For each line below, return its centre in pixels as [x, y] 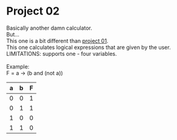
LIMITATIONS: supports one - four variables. [62, 53]
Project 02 [33, 11]
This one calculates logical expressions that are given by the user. [88, 47]
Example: [18, 66]
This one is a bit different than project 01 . [57, 41]
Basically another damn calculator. [49, 28]
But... [13, 34]
